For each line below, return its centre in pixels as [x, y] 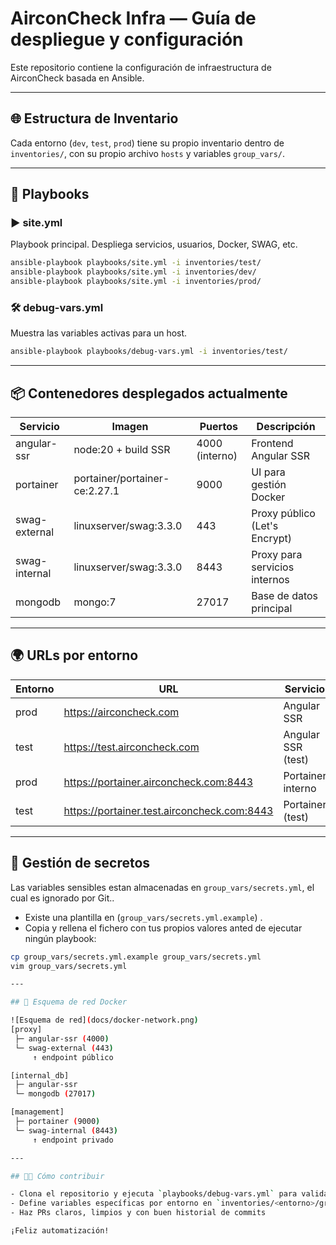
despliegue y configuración [127, 39]
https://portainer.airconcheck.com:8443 [158, 782]
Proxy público [283, 514]
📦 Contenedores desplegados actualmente [149, 393]
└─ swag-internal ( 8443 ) [66, 1130]
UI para [268, 472]
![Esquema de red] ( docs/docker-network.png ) [104, 1020]
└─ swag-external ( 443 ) [64, 1048]
